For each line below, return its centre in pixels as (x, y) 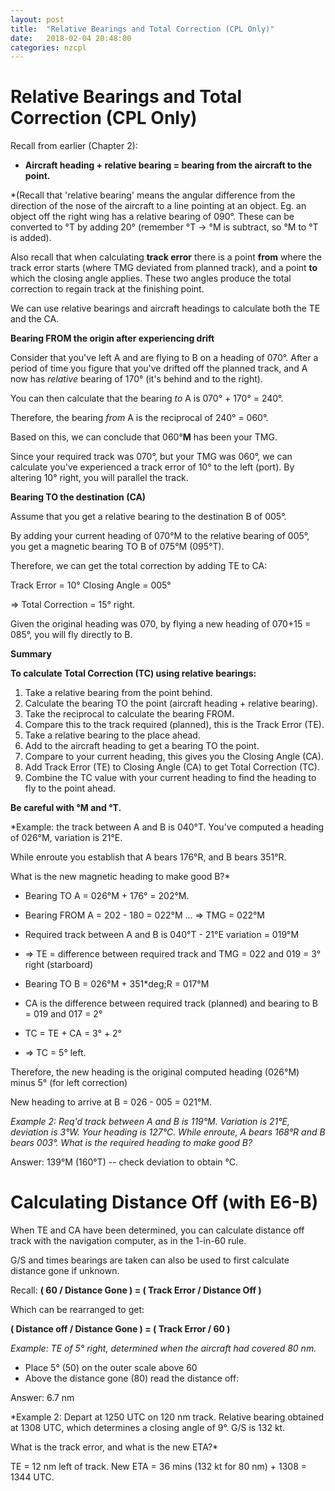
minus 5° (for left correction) (69, 1083)
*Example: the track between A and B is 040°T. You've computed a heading (167, 827)
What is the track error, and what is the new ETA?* (114, 1447)
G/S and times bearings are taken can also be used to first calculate (150, 1260)
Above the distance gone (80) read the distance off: (132, 1378)
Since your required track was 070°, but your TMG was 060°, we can (151, 457)
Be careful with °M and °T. (66, 808)
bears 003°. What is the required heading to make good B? (131, 1143)
